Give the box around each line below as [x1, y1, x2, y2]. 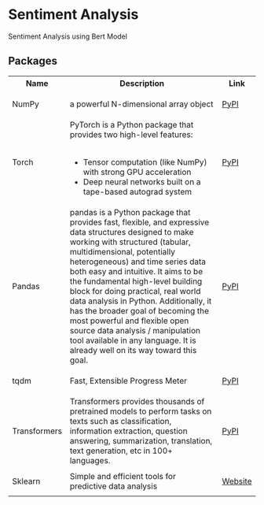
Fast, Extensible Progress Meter [69, 375, 187, 386]
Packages [8, 54, 57, 68]
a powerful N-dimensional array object [69, 98, 214, 110]
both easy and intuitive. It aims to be [69, 265, 203, 277]
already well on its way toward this [69, 344, 197, 355]
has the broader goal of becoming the [69, 305, 210, 316]
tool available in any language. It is [69, 335, 196, 346]
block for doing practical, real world [69, 285, 201, 296]
